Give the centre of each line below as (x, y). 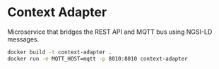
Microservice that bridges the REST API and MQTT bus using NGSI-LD (110, 32)
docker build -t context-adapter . (60, 52)
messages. (23, 39)
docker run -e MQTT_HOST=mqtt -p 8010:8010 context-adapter (98, 58)
